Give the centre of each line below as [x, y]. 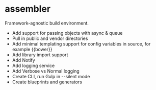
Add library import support [40, 55]
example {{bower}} [32, 49]
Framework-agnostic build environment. [47, 23]
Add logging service [33, 65]
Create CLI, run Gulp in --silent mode [51, 76]
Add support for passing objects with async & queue [67, 33]
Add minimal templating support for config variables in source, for [81, 43]
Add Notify [23, 60]
